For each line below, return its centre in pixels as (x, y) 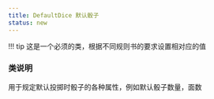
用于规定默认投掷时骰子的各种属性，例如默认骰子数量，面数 (105, 86)
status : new (28, 23)
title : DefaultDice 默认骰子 (54, 15)
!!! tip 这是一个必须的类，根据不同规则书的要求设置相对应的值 (107, 46)
